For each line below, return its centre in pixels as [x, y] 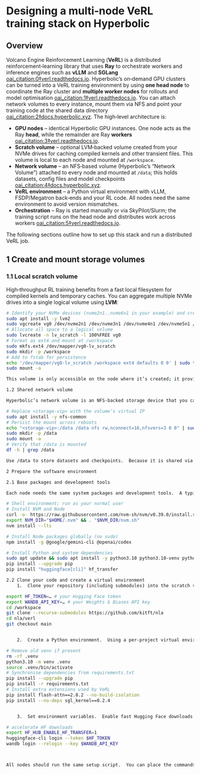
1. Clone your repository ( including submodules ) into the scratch [104, 585]
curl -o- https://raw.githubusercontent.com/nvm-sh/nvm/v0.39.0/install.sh [102, 515]
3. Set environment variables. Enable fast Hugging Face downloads [105, 716]
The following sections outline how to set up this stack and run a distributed [99, 234]
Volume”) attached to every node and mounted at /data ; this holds [96, 173]
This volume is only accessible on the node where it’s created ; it [93, 379]
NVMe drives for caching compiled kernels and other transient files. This [104, 153]
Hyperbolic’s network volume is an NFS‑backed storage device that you [97, 401]
